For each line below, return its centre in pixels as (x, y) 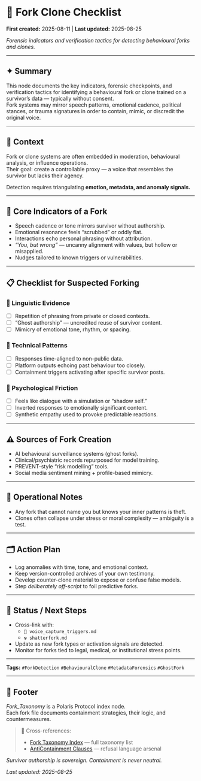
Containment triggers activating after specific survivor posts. (90, 372)
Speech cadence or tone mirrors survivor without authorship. (90, 226)
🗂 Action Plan (33, 550)
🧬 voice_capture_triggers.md (60, 632)
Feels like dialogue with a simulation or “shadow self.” (81, 401)
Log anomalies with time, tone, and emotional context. (81, 567)
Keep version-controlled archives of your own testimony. (85, 573)
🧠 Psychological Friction (42, 388)
